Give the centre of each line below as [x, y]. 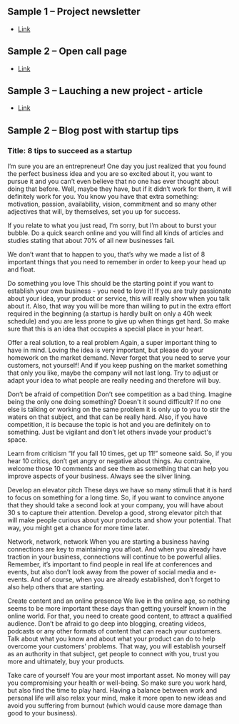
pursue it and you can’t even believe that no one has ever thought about [113, 182]
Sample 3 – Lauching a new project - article [105, 91]
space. [17, 440]
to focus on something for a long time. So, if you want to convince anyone [116, 497]
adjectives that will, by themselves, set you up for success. [94, 212]
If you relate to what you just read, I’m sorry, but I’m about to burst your [112, 226]
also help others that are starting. [56, 587]
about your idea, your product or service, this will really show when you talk [119, 299]
